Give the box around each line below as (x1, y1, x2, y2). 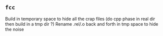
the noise (5, 26, 24, 32)
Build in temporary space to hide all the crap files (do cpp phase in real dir (5, 16, 155, 22)
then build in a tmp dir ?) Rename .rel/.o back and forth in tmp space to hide (5, 21, 159, 27)
